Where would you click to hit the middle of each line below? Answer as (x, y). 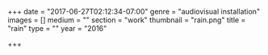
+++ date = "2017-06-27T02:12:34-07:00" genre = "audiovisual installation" (134, 12)
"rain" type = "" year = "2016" (57, 28)
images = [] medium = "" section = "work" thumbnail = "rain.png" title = (127, 20)
